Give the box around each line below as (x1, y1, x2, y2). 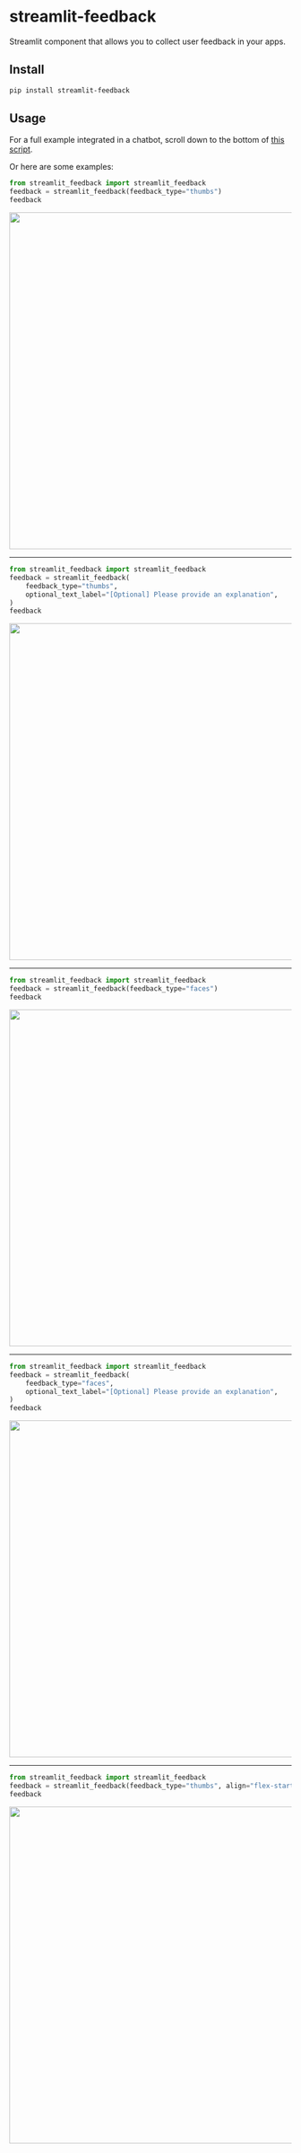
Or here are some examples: (9, 162, 114, 172)
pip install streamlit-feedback (9, 85, 130, 95)
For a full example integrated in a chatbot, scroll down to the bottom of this (9, 135, 285, 146)
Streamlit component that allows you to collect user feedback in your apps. (9, 36, 287, 47)
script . (9, 144, 33, 154)
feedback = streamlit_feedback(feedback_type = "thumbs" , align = (9, 1781, 251, 1791)
